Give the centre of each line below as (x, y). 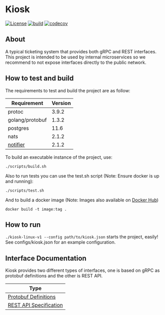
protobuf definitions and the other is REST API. (54, 276)
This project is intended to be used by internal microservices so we (75, 57)
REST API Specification (36, 305)
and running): (20, 181)
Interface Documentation (46, 258)
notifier (16, 145)
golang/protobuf (27, 120)
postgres (19, 128)
